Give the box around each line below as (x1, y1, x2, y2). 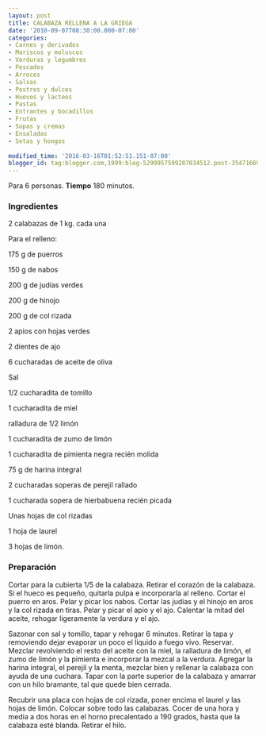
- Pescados (8, 64, 44, 71)
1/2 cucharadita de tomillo (8, 388, 93, 398)
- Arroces (8, 71, 41, 79)
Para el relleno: (8, 234, 58, 244)
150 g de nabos (8, 265, 59, 275)
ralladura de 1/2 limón (8, 418, 79, 429)
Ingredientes (8, 201, 59, 212)
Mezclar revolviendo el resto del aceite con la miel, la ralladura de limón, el (8, 645, 252, 655)
